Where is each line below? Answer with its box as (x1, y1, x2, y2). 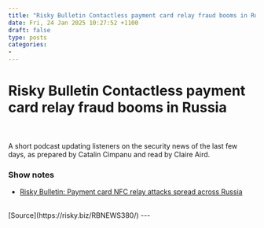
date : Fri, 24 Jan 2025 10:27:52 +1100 (8, 19, 139, 27)
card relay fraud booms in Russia (8, 99, 227, 116)
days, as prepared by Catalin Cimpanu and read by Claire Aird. (8, 149, 211, 159)
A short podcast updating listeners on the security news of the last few (8, 141, 238, 150)
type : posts (8, 33, 47, 42)
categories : (8, 41, 47, 49)
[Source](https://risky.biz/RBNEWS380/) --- (8, 211, 151, 220)
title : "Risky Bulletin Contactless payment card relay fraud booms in (8, 11, 247, 20)
